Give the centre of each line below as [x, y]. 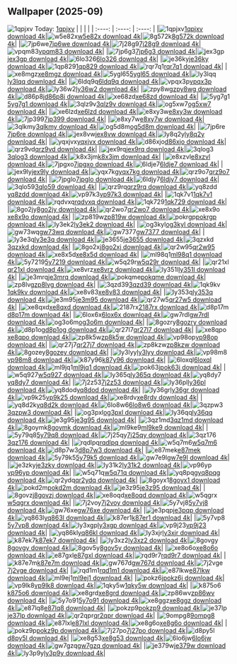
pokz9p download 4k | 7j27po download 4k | [112, 630]
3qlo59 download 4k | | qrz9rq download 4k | [112, 186]
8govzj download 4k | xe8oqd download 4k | [111, 495]
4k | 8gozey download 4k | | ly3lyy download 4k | [102, 352]
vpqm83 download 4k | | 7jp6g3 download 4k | [118, 51]
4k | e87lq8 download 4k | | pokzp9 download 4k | [105, 607]
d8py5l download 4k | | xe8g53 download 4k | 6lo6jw [110, 638]
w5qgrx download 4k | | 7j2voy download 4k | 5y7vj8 [108, 503]
